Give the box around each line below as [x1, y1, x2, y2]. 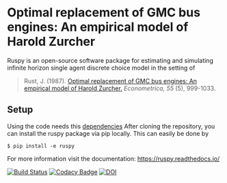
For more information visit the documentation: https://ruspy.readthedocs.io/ [7, 154, 220, 163]
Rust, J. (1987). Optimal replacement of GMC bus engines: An [23, 76, 197, 85]
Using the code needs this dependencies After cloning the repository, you [7, 122, 215, 130]
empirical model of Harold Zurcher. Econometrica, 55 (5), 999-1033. [23, 84, 216, 92]
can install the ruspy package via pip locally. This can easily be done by [7, 129, 209, 137]
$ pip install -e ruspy [7, 142, 75, 150]
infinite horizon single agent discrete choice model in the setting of [7, 64, 196, 72]
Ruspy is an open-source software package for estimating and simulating [7, 56, 213, 64]
